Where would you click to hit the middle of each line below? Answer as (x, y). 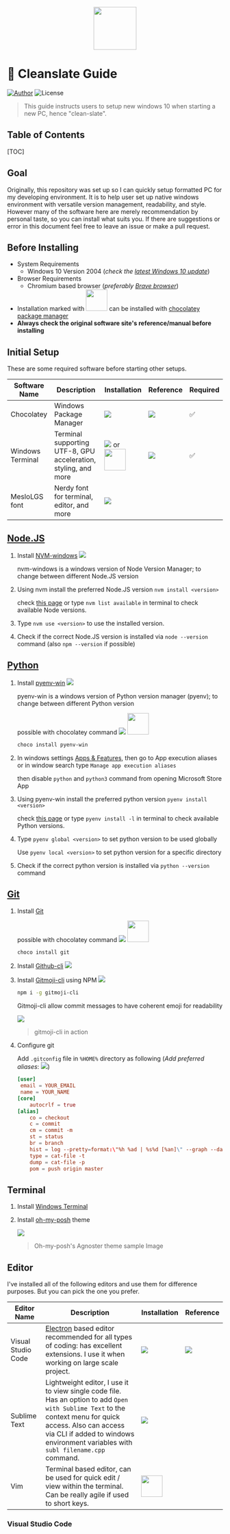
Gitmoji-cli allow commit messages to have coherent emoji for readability (120, 1006)
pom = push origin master (67, 1169)
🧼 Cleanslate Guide (62, 74)
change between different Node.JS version (78, 576)
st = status (47, 1137)
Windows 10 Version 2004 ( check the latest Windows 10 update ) (118, 272)
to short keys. (67, 1503)
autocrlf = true (53, 1105)
